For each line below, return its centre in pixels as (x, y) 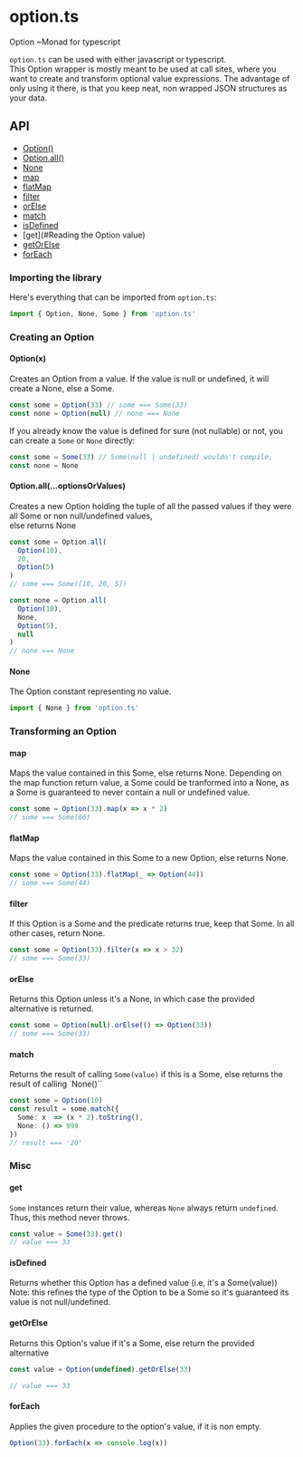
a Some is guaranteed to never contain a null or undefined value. (130, 792)
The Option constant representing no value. (90, 691)
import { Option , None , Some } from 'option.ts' (103, 314)
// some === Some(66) (50, 817)
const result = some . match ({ (64, 1109)
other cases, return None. (57, 933)
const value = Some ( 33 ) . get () (66, 1234)
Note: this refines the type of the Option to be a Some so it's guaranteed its (149, 1292)
